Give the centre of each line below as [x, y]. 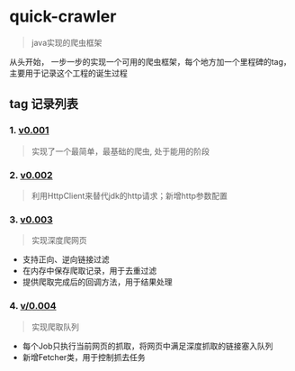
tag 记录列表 [44, 104]
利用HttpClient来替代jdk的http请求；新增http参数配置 [129, 195]
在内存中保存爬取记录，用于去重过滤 [89, 271]
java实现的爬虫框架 [67, 42]
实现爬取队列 [55, 327]
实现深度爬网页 [59, 240]
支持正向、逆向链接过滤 [66, 259]
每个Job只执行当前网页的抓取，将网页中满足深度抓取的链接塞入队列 [147, 346]
